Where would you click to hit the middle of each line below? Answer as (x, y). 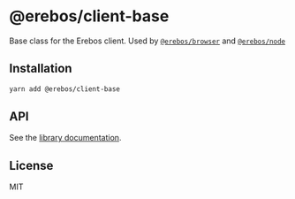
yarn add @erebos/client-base (65, 89)
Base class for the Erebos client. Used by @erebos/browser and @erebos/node (147, 41)
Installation (41, 69)
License (31, 165)
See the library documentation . (65, 138)
